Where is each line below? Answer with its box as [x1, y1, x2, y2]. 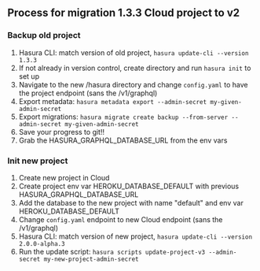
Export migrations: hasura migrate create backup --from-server [18, 112, 229, 121]
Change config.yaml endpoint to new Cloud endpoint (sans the [18, 214, 223, 224]
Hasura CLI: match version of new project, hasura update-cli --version [18, 232, 253, 241]
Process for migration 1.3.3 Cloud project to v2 [7, 6, 240, 20]
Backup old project [7, 30, 81, 41]
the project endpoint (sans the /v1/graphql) [18, 88, 158, 98]
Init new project [7, 155, 68, 166]
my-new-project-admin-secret [43, 255, 139, 263]
